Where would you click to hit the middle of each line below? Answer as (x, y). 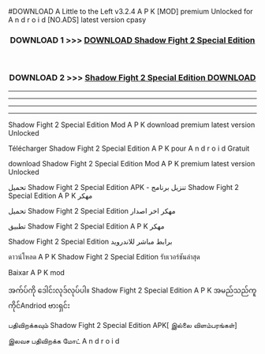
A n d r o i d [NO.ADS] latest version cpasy (77, 20)
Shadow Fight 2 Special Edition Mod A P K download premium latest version (132, 125)
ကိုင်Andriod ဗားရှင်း (39, 305)
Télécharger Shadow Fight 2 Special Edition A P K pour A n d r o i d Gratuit (129, 148)
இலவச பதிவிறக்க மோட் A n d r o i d (64, 341)
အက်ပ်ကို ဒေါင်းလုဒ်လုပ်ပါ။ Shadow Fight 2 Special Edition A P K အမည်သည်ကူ (132, 290)
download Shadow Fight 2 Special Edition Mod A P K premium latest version (132, 163)
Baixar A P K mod (37, 272)
